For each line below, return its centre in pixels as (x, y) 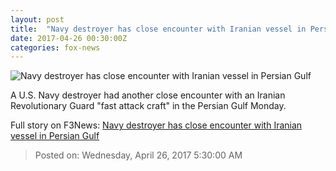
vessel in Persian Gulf (55, 136)
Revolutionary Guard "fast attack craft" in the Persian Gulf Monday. (148, 106)
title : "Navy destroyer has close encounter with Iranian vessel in (158, 29)
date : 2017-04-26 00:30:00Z (69, 38)
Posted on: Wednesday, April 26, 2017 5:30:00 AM (138, 155)
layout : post (37, 19)
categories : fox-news (55, 47)
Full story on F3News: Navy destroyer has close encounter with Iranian (156, 125)
